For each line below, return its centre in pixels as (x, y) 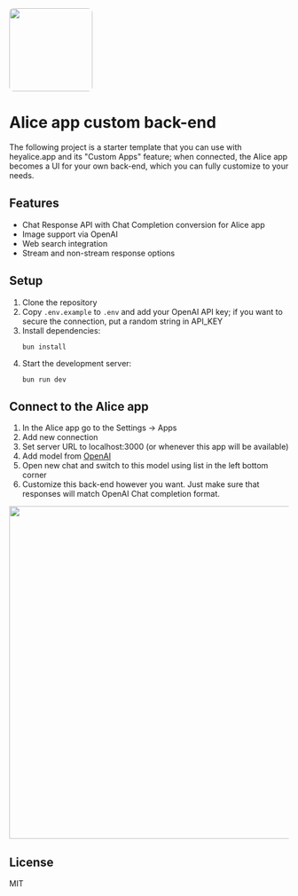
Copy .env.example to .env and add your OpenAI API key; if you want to (153, 311)
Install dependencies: (61, 330)
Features (34, 204)
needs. (22, 175)
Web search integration (65, 243)
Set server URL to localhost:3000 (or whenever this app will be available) (155, 447)
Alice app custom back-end (113, 123)
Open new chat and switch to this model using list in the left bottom (145, 466)
